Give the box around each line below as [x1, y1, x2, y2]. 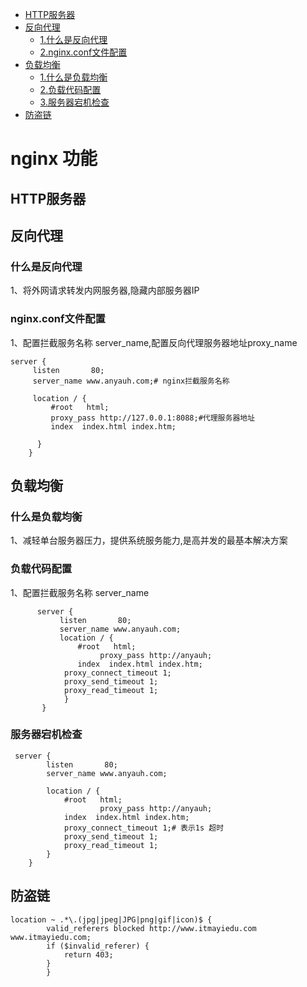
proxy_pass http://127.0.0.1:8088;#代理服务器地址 [50, 413, 256, 423]
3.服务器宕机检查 [39, 96, 110, 108]
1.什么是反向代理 [39, 34, 108, 45]
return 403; [63, 949, 114, 960]
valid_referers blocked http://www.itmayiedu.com [46, 923, 257, 933]
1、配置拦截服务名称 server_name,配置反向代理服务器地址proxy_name [10, 336, 298, 348]
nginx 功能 [10, 148, 98, 170]
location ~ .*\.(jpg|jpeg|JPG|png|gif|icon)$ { [10, 914, 213, 925]
